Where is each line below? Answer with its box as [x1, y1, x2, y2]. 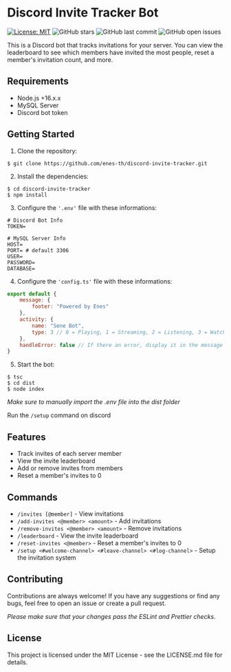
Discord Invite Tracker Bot [7, 5, 159, 21]
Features [7, 431, 46, 443]
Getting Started [7, 129, 75, 140]
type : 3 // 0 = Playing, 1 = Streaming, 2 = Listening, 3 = [32, 328, 208, 335]
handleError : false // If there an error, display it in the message [19, 342, 223, 348]
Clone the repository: [16, 147, 78, 155]
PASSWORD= [7, 259, 36, 266]
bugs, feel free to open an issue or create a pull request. [7, 599, 166, 607]
